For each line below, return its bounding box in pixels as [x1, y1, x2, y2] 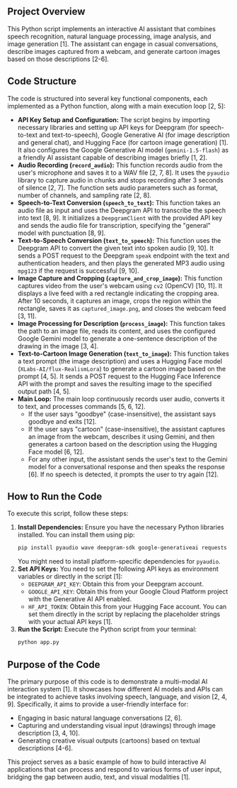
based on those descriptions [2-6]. [7, 55, 110, 63]
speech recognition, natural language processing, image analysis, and [7, 32, 212, 40]
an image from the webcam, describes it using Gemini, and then [28, 432, 215, 441]
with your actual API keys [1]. [28, 618, 113, 626]
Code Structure [7, 75, 76, 87]
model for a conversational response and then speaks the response [28, 462, 225, 471]
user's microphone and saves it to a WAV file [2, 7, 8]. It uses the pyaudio [17, 168, 230, 177]
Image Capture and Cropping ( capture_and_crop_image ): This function [17, 273, 223, 283]
